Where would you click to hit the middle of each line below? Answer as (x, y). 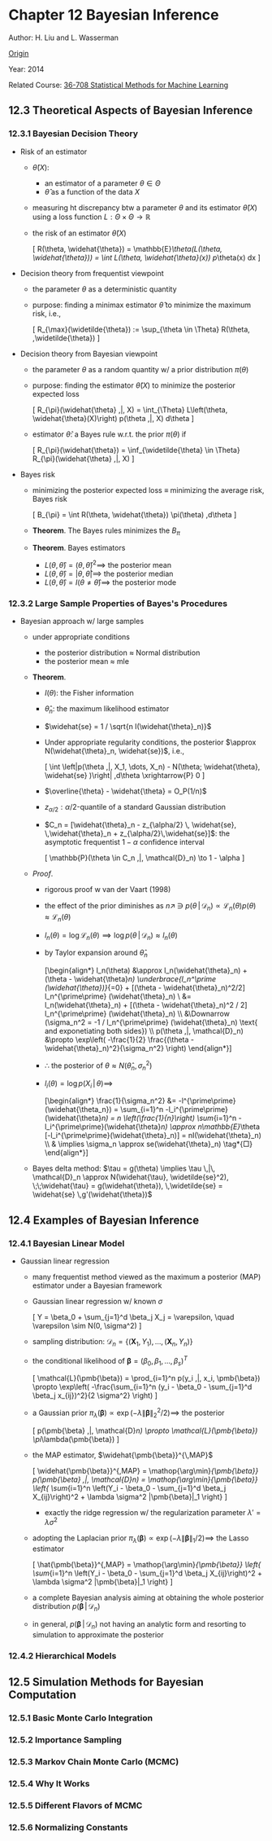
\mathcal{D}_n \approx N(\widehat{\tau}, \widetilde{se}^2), (130, 1177)
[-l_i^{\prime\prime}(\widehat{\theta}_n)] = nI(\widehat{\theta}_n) (153, 1136)
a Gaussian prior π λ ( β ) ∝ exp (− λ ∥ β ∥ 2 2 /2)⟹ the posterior (128, 1413)
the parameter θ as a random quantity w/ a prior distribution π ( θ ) (140, 369)
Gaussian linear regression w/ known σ (97, 1302)
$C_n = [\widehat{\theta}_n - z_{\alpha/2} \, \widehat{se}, (140, 824)
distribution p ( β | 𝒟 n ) (66, 1608)
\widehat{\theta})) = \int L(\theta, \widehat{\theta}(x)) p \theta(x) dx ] (147, 257)
